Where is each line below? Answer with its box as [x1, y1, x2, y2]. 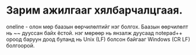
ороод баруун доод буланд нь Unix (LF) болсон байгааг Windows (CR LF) [6, 35, 191, 43]
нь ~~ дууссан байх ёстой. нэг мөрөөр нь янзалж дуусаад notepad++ [6, 29, 183, 36]
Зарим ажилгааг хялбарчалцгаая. [6, 4, 183, 17]
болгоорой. [6, 42, 35, 49]
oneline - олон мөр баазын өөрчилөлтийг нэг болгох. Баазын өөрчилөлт [6, 23, 188, 30]
